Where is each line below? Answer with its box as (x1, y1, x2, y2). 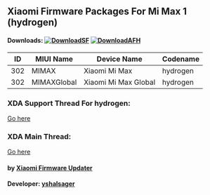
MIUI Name (34, 54, 74, 64)
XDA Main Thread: (7, 131, 72, 141)
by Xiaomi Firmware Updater (7, 163, 93, 172)
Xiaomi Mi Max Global (83, 77, 156, 87)
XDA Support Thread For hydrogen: (7, 98, 131, 108)
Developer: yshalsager (7, 180, 75, 188)
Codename (162, 54, 200, 64)
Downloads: (7, 36, 44, 44)
